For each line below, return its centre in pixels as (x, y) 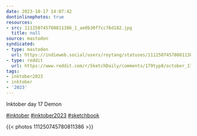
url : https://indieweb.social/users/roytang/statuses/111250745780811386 (103, 55)
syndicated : (21, 44)
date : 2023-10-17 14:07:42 (39, 11)
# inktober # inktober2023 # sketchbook (53, 115)
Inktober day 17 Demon (34, 104)
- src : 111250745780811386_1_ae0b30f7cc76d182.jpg (69, 28)
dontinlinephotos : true (35, 17)
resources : (19, 22)
